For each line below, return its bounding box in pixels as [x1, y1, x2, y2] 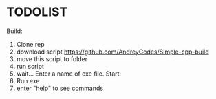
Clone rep [16, 40, 45, 48]
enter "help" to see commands [16, 84, 104, 92]
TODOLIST [6, 4, 68, 20]
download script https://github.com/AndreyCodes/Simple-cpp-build [16, 47, 209, 56]
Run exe [16, 76, 40, 85]
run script [16, 62, 44, 70]
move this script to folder [16, 54, 88, 63]
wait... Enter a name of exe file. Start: [16, 69, 122, 78]
